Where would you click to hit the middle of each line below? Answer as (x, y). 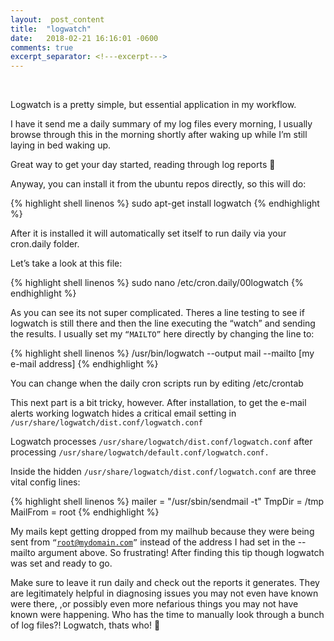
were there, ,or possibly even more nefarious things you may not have (154, 604)
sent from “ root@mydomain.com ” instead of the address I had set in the (153, 542)
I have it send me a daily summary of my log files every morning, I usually (161, 124)
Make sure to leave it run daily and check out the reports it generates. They (165, 583)
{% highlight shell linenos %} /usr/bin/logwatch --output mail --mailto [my (162, 353)
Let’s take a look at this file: (66, 263)
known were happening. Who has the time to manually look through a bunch (167, 615)
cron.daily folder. (45, 244)
